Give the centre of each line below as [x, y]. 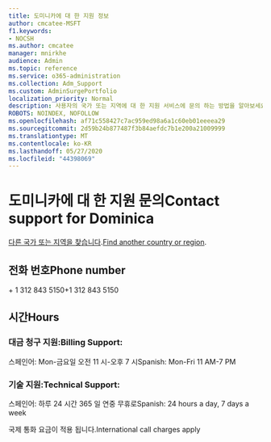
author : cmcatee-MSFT [45, 23]
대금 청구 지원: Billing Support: [66, 343]
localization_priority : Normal [61, 99]
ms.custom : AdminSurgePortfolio [63, 91]
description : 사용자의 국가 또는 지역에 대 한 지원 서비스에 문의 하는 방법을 [122, 106]
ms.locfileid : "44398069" [52, 158]
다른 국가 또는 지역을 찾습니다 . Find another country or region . [108, 242]
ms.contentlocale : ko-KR [50, 143]
